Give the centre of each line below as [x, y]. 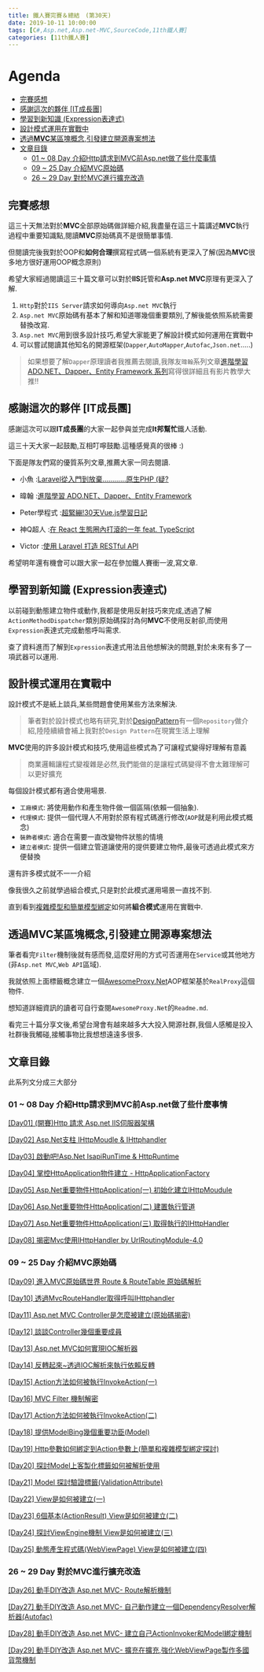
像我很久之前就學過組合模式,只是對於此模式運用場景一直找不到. [110, 890]
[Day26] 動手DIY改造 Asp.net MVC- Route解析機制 [90, 1590]
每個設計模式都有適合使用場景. [58, 791]
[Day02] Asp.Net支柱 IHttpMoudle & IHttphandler [88, 1140]
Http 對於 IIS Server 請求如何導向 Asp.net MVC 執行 [98, 305]
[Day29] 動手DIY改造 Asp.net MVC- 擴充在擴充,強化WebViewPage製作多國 [129, 1650]
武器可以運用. [37, 656]
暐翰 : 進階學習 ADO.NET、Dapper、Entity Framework [106, 495]
